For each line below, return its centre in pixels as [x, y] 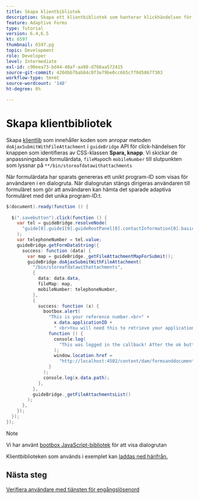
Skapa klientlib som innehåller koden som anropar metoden [78, 140]
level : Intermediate [32, 61]
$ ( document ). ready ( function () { [47, 206]
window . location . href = [83, 356]
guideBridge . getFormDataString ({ [58, 245]
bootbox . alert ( [62, 312]
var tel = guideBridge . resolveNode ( [62, 223]
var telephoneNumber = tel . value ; [59, 240]
